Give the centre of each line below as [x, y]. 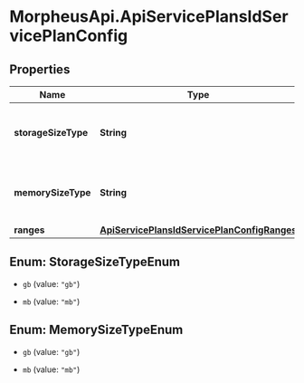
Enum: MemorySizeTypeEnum [96, 330]
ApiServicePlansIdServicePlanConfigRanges [198, 230]
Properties [40, 69]
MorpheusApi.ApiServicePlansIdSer [149, 17]
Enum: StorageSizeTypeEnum [95, 262]
